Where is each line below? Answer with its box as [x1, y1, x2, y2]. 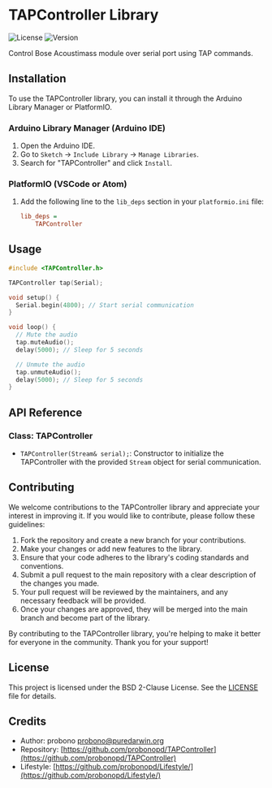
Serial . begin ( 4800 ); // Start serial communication [15, 301, 195, 310]
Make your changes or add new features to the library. [19, 543, 203, 553]
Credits [8, 714, 47, 728]
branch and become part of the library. [19, 613, 150, 622]
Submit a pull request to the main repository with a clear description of [19, 569, 257, 579]
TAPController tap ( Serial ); [8, 279, 104, 287]
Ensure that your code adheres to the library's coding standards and [19, 552, 249, 562]
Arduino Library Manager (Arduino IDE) [8, 122, 166, 133]
